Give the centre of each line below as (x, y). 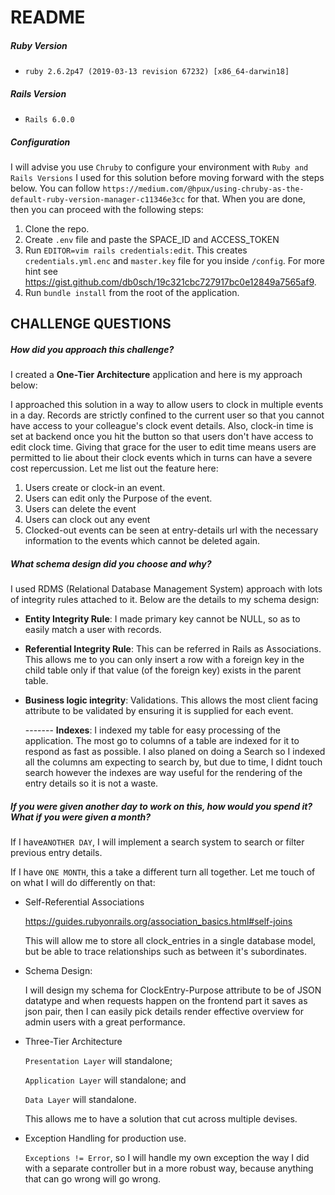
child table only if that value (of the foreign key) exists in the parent (163, 670)
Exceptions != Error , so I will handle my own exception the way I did (167, 1158)
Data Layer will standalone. (80, 1100)
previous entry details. (56, 853)
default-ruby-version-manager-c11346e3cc (98, 200)
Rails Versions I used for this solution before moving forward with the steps (167, 178)
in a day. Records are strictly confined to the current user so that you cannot (167, 415)
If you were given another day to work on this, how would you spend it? (161, 807)
